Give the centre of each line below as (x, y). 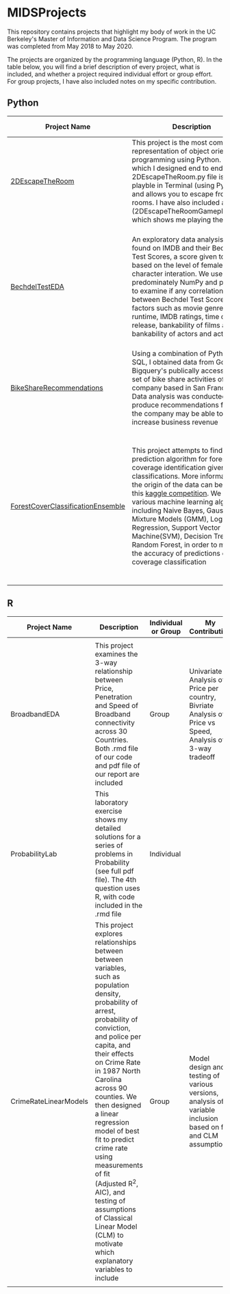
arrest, (105, 1011)
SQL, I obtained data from (173, 362)
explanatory (114, 1260)
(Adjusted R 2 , (116, 1183)
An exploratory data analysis (178, 239)
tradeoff (202, 757)
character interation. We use (177, 274)
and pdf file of (117, 765)
